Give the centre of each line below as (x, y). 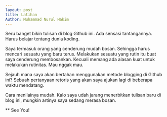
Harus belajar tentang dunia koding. (43, 39)
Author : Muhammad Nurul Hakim (37, 19)
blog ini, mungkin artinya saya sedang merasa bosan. (61, 100)
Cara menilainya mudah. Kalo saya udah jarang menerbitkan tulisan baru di (83, 95)
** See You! (17, 110)
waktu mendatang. (25, 85)
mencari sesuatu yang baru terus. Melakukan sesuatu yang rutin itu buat (81, 54)
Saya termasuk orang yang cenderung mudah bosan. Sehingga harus (78, 49)
